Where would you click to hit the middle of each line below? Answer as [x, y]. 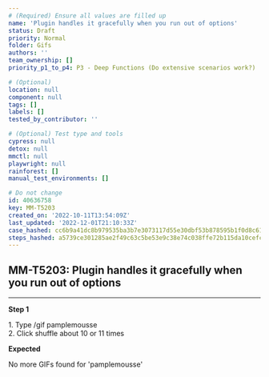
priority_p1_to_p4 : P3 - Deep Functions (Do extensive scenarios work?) [132, 68]
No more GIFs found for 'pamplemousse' [76, 364]
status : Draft [32, 30]
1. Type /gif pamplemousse [53, 325]
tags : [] [23, 105]
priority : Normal [37, 38]
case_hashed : [30, 230]
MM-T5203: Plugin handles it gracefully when [125, 270]
